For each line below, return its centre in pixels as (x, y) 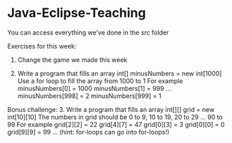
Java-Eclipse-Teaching (77, 13)
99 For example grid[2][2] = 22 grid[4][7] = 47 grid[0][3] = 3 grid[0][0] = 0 (116, 124)
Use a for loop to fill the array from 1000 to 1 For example (100, 81)
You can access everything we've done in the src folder (88, 32)
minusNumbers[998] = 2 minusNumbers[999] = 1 (89, 96)
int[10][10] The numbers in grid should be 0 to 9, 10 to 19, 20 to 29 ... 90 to (115, 117)
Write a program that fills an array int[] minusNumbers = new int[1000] (120, 73)
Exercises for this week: (42, 46)
